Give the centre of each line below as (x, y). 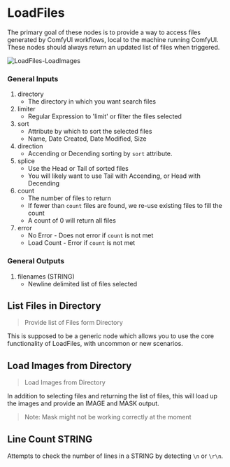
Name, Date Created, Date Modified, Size (87, 139)
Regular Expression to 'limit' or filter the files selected (105, 116)
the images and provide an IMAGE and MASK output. (83, 403)
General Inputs (33, 78)
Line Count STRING (50, 439)
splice (26, 161)
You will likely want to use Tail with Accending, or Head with (114, 176)
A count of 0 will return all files (72, 221)
